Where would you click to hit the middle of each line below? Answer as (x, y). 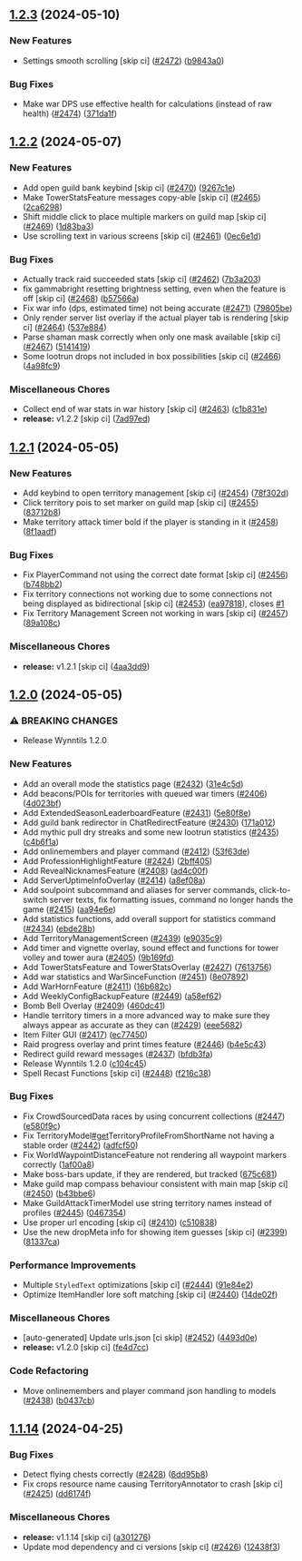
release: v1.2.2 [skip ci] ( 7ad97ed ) (87, 419)
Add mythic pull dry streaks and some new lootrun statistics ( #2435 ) (151, 832)
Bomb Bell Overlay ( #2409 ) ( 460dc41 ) (94, 1006)
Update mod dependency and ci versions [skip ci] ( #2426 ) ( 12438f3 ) (151, 1546)
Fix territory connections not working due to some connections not (147, 594)
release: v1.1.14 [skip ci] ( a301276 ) (87, 1536)
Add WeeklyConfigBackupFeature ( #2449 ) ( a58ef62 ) (122, 996)
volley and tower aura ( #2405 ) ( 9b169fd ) (98, 957)
